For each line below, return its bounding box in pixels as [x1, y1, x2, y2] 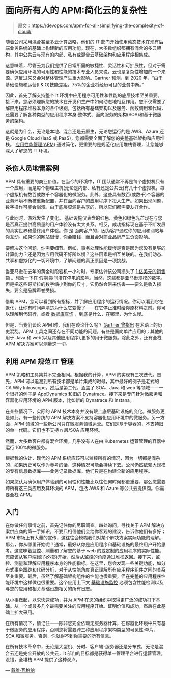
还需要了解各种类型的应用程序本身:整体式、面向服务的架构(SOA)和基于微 [5, 111, 158, 117]
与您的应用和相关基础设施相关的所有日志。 [5, 586, 95, 592]
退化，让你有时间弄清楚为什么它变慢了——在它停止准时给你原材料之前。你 [5, 304, 161, 311]
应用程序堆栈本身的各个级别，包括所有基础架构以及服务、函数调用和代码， [9, 105, 166, 111]
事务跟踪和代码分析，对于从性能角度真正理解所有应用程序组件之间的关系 [14, 566, 166, 573]
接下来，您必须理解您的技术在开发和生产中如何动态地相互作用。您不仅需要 [5, 98, 161, 104]
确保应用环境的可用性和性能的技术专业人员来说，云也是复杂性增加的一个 [9, 68, 161, 74]
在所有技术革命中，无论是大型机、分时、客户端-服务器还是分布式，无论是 [5, 644, 159, 650]
